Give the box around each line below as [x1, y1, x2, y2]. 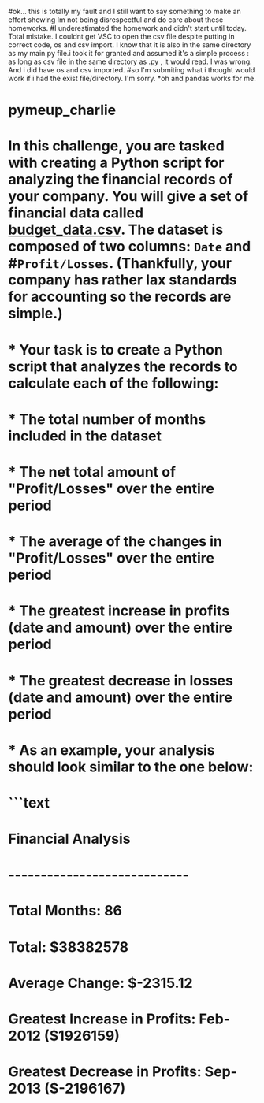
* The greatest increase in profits [8, 602, 230, 620]
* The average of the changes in [8, 533, 223, 551]
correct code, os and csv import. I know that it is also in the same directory [8, 40, 251, 50]
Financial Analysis [8, 830, 131, 848]
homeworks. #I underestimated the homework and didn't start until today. [8, 24, 247, 32]
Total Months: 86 [8, 902, 123, 920]
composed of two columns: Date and [8, 238, 251, 255]
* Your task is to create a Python [8, 340, 223, 358]
